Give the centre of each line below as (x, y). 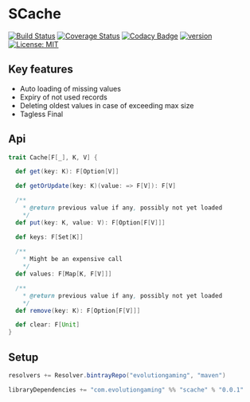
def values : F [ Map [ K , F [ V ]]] (64, 274)
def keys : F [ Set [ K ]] (49, 237)
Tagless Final (41, 114)
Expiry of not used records (63, 97)
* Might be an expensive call (73, 260)
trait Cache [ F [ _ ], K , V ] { (53, 157)
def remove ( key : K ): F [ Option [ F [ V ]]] (78, 310)
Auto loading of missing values (70, 88)
